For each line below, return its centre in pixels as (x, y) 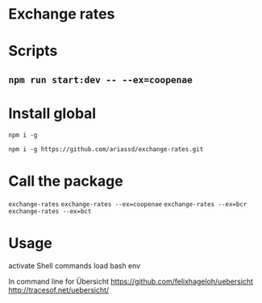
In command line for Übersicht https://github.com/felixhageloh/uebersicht (131, 281)
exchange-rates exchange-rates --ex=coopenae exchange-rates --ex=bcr (128, 204)
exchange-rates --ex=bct (50, 211)
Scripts (33, 51)
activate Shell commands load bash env (75, 265)
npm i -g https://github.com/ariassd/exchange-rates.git (106, 149)
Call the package (66, 181)
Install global (52, 113)
